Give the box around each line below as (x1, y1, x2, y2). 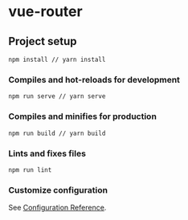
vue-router (8, 2, 83, 21)
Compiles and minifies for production (8, 111, 157, 122)
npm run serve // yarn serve (8, 92, 106, 100)
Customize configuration (8, 184, 108, 195)
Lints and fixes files (8, 148, 87, 159)
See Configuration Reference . (8, 203, 107, 213)
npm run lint (8, 165, 52, 174)
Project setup (8, 35, 78, 48)
